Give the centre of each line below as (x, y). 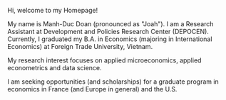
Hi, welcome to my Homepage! (53, 10)
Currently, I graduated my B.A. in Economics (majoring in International (110, 39)
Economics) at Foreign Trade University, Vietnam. (80, 46)
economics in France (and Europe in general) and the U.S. (92, 89)
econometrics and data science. (55, 68)
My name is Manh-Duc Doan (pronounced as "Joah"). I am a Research (111, 24)
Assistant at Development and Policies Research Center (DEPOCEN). (108, 32)
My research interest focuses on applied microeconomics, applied (104, 60)
